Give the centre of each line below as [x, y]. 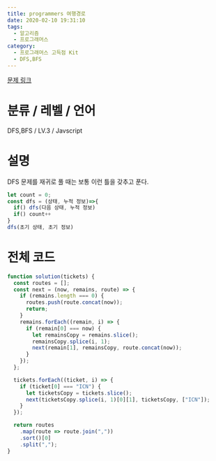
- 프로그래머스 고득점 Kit [46, 53]
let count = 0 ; [29, 195]
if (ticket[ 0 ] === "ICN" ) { [60, 386]
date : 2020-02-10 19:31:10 [46, 20]
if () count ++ [32, 214]
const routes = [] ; [42, 283]
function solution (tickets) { [51, 277]
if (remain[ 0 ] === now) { [63, 328]
